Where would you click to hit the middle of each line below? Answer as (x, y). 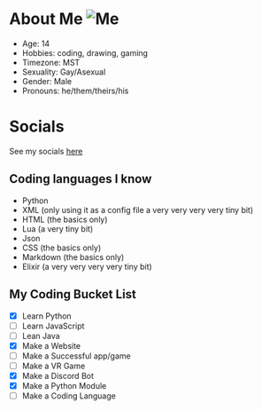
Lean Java (41, 335)
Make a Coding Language (69, 396)
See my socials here (46, 151)
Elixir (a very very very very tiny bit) (87, 266)
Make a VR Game (54, 366)
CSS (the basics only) (62, 248)
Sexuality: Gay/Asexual (64, 72)
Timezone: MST (51, 62)
